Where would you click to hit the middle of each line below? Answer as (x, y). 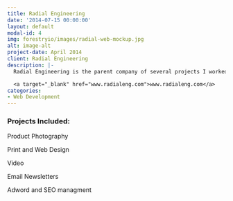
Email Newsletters (33, 177)
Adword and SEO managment (50, 190)
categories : (24, 91)
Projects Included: (39, 121)
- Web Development (34, 97)
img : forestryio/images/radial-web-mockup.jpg (76, 40)
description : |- (31, 65)
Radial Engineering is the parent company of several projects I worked (121, 71)
